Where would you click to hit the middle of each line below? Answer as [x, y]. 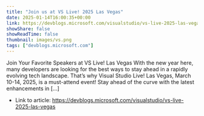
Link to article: [33, 100]
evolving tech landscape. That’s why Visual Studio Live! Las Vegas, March [99, 76]
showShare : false [28, 29]
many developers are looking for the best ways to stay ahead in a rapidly [97, 69]
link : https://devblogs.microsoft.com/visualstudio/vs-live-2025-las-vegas [104, 23]
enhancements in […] [33, 88]
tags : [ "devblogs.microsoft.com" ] [50, 46]
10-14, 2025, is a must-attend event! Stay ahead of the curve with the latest [100, 82]
